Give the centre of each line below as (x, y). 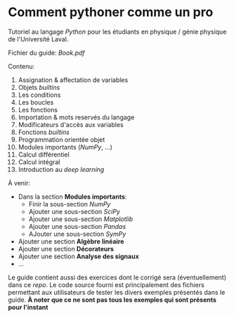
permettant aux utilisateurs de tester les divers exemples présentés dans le (117, 292)
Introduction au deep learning (61, 169)
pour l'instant (28, 307)
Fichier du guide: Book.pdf (46, 53)
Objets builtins (39, 87)
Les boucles (36, 102)
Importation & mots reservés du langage (76, 117)
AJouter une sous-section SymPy (77, 234)
